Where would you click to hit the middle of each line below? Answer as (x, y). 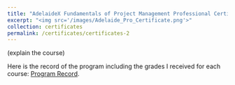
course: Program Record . (43, 74)
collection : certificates (45, 26)
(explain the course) (36, 53)
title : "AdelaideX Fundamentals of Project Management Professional (109, 14)
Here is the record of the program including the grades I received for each (114, 66)
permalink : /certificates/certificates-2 (69, 33)
